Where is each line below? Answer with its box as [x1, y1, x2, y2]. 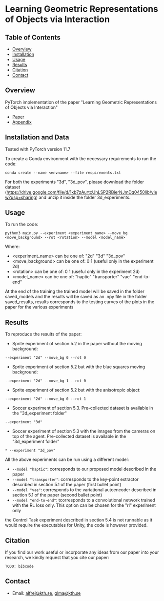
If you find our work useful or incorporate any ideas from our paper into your [5, 549, 159, 555]
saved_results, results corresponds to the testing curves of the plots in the [5, 299, 155, 305]
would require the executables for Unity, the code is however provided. [5, 522, 148, 528]
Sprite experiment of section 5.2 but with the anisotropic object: [12, 387, 141, 393]
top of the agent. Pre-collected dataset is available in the [12, 434, 126, 439]
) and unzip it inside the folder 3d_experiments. [36, 194, 131, 200]
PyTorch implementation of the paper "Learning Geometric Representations [5, 99, 157, 105]
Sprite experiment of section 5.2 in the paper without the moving [12, 341, 143, 347]
